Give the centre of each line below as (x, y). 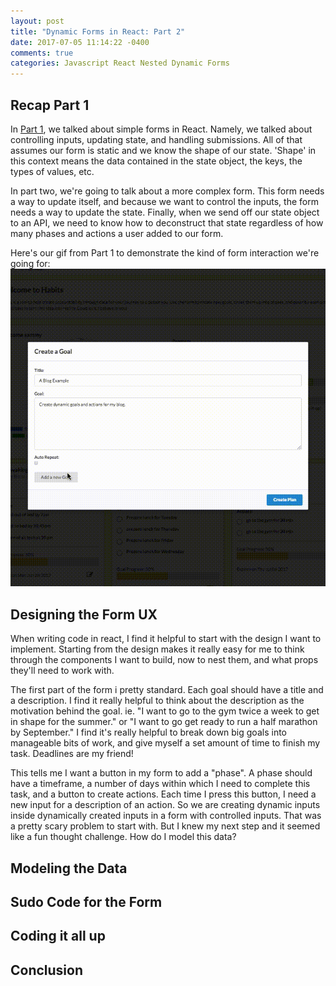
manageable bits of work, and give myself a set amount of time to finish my (165, 743)
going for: (30, 263)
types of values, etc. (52, 171)
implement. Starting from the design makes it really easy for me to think (157, 649)
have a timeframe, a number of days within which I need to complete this (160, 784)
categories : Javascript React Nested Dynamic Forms (120, 63)
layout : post (37, 21)
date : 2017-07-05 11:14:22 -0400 (80, 42)
